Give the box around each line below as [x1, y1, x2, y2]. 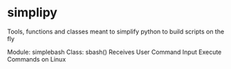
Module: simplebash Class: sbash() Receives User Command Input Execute [7, 48, 222, 56]
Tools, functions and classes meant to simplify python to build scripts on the [7, 27, 225, 36]
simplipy [7, 5, 57, 20]
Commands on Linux [7, 55, 66, 63]
